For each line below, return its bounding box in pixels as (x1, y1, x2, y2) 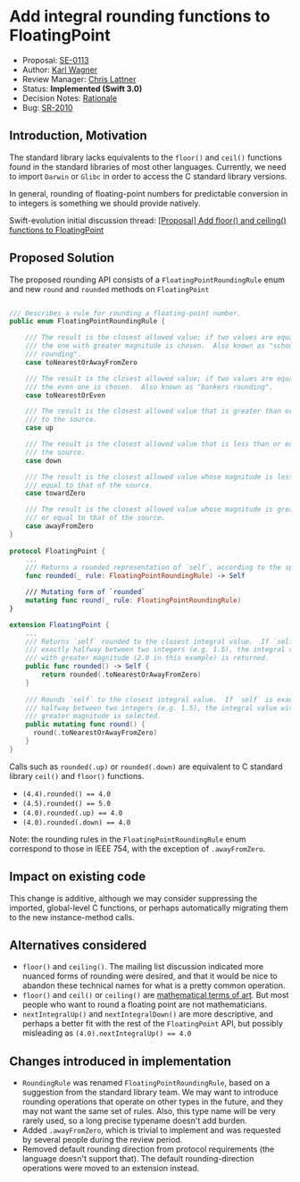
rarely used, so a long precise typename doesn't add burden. (21, 1115, 247, 1127)
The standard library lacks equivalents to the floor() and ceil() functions (9, 152, 283, 163)
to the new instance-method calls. (9, 911, 136, 922)
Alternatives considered (9, 938, 147, 953)
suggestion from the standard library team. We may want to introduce (21, 1087, 279, 1098)
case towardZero (25, 489, 87, 498)
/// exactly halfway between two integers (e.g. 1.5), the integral (25, 645, 286, 654)
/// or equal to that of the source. (25, 514, 166, 523)
